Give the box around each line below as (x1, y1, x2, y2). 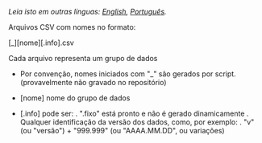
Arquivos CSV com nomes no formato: (8, 22, 136, 31)
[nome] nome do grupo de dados (19, 93, 131, 103)
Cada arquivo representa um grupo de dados (8, 54, 158, 63)
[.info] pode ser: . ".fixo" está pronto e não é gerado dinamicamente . (19, 108, 249, 118)
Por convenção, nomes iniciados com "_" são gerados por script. (19, 69, 236, 79)
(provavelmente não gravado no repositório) (19, 78, 167, 87)
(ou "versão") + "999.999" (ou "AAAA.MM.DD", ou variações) (19, 126, 225, 135)
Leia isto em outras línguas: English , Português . (8, 7, 167, 16)
